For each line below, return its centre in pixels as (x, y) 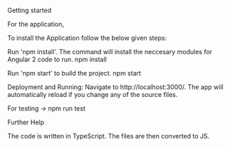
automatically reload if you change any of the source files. (93, 95)
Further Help (26, 122)
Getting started (30, 10)
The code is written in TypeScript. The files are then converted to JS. (109, 136)
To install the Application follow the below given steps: (87, 38)
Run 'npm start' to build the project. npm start (74, 73)
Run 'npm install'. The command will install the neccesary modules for (110, 52)
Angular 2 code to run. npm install (57, 59)
